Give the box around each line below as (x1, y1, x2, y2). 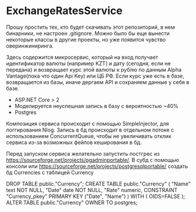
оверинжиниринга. (6, 42, 54, 49)
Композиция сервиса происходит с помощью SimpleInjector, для (6, 120, 170, 127)
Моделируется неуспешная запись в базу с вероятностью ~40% (14, 102, 179, 109)
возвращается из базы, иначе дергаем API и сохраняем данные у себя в (6, 78, 190, 86)
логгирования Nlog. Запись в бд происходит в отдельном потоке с (6, 126, 174, 133)
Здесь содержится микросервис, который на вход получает (6, 53, 158, 60)
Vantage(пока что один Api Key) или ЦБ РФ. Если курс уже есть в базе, (6, 72, 184, 79)
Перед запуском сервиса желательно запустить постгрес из (6, 150, 160, 157)
